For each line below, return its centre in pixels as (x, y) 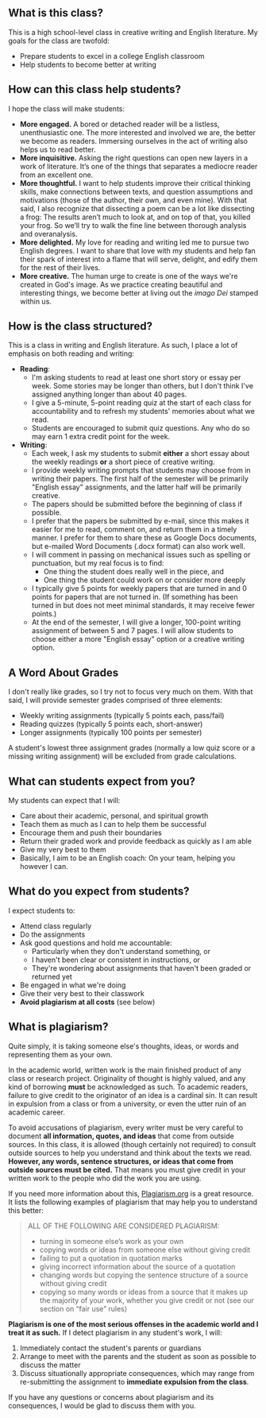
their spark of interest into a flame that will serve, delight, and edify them (139, 259)
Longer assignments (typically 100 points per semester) (111, 732)
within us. (35, 301)
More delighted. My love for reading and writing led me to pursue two (134, 242)
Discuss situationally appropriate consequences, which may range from (137, 1373)
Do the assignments (52, 934)
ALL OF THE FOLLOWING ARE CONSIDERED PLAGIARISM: (123, 1226)
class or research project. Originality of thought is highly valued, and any (127, 1078)
